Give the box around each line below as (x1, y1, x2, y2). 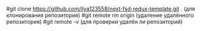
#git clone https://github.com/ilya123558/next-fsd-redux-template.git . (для (6, 5, 196, 12)
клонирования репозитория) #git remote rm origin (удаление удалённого (6, 12, 194, 19)
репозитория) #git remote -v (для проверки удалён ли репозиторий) (6, 18, 183, 25)
